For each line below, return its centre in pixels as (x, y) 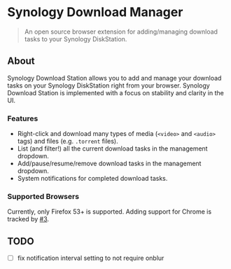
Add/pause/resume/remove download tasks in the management (109, 164)
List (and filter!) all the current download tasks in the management (112, 149)
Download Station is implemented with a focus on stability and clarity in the (115, 92)
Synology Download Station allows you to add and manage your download (114, 78)
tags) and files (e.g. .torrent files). (68, 142)
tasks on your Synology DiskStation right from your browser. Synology (108, 85)
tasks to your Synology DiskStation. (76, 39)
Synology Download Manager (95, 12)
